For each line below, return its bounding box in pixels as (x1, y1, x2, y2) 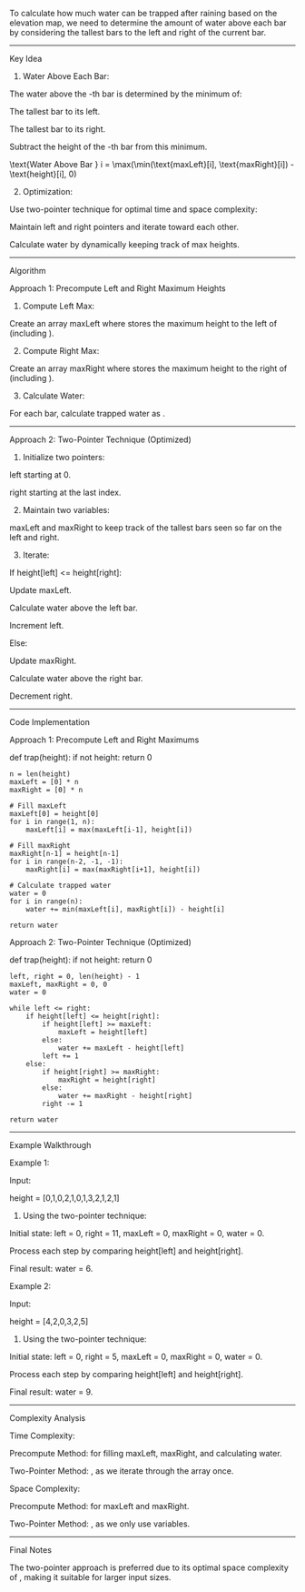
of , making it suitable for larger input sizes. (9, 1572, 172, 1582)
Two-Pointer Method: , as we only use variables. (9, 1518, 191, 1529)
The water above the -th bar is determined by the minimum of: (9, 88, 242, 99)
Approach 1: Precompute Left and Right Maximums (9, 734, 200, 745)
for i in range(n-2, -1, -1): (9, 857, 124, 866)
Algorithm (9, 266, 46, 276)
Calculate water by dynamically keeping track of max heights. (9, 239, 241, 249)
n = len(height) (9, 770, 71, 779)
